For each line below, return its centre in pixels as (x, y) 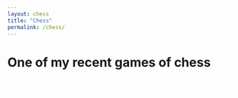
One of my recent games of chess (109, 62)
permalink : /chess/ (36, 27)
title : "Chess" (30, 21)
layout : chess (29, 14)
